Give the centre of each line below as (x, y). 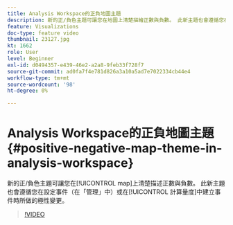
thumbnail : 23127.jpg (38, 39)
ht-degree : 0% (28, 91)
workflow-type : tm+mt (38, 78)
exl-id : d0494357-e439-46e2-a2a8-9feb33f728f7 (76, 65)
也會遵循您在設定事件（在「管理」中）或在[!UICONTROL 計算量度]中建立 (111, 192)
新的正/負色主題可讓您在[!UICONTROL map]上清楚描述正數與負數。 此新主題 (116, 183)
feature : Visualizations (43, 26)
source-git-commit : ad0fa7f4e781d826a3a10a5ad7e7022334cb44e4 (99, 71)
